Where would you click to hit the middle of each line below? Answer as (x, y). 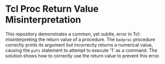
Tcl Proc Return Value (52, 9)
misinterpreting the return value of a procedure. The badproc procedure (80, 39)
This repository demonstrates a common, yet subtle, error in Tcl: (73, 34)
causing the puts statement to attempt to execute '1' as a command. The (81, 50)
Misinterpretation (43, 20)
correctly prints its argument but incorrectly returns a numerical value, (79, 45)
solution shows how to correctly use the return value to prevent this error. (82, 56)
